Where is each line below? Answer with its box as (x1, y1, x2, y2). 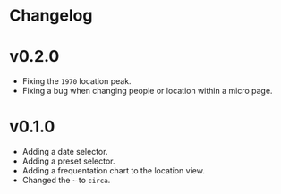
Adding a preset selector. (21, 156, 115, 166)
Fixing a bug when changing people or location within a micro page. (21, 86, 273, 97)
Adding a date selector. (21, 147, 108, 157)
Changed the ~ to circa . (21, 175, 111, 186)
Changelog (9, 5, 93, 26)
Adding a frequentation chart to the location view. (21, 165, 206, 176)
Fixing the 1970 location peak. (21, 76, 132, 87)
